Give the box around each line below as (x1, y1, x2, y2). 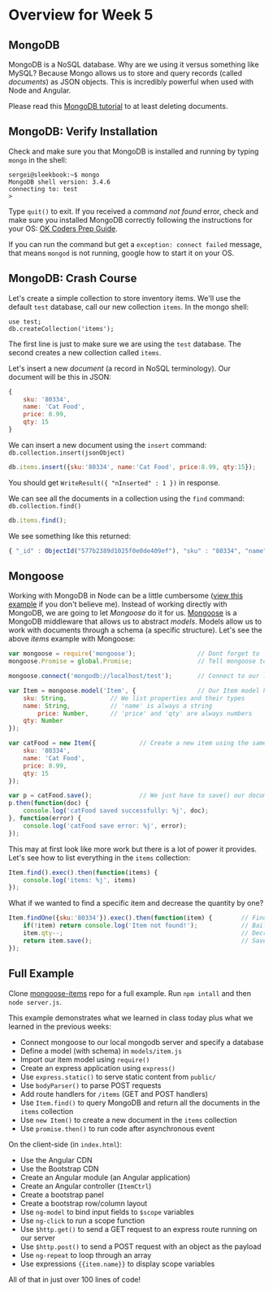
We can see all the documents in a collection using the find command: (8, 494, 245, 503)
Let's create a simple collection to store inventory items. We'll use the (8, 293, 241, 302)
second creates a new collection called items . (8, 347, 162, 357)
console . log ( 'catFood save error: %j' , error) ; (23, 821, 187, 830)
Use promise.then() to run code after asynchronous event (19, 1124, 215, 1133)
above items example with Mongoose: (8, 634, 136, 644)
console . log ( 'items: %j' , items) (23, 876, 136, 884)
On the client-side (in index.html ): (8, 1139, 122, 1149)
